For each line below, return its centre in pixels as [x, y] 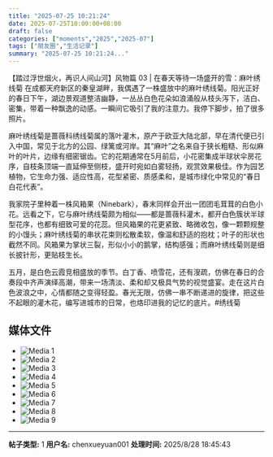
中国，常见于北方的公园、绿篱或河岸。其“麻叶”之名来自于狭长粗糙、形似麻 [139, 146]
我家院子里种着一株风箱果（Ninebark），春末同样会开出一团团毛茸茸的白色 [132, 204]
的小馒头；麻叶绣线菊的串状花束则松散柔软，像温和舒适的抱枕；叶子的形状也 [136, 234]
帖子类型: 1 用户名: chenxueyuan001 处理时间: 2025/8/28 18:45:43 [120, 444]
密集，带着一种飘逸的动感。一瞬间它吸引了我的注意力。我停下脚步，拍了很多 [136, 108]
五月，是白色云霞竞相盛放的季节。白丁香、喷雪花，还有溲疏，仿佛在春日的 [133, 272]
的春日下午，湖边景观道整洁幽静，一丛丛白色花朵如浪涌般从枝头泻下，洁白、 [136, 98]
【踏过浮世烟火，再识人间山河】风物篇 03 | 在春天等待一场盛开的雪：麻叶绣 [134, 78]
